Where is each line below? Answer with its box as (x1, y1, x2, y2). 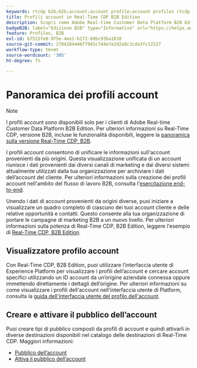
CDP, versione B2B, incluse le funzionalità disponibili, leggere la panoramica (6, 131, 190, 139)
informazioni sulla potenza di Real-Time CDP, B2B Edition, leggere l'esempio (6, 222, 191, 229)
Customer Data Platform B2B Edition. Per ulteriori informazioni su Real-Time (6, 125, 189, 132)
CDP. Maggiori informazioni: (6, 338, 74, 345)
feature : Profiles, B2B (6, 31, 64, 36)
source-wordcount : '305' (6, 52, 67, 58)
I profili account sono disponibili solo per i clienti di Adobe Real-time (6, 119, 171, 126)
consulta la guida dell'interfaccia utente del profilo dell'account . (6, 293, 160, 300)
